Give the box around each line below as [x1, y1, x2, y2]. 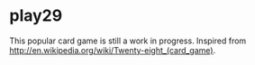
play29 [9, 5, 63, 26]
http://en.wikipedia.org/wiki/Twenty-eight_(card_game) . [9, 44, 216, 55]
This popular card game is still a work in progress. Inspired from [9, 35, 247, 46]
